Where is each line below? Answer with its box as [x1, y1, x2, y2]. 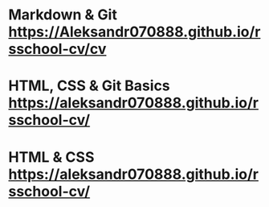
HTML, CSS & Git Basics [8, 77, 170, 95]
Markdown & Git [8, 6, 118, 24]
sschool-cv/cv [8, 40, 107, 58]
